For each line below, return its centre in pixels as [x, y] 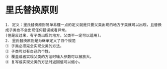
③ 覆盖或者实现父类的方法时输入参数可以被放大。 [50, 56]
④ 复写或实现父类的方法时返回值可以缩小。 [44, 62]
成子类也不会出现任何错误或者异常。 [37, 30]
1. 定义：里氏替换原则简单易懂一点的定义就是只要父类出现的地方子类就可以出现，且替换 [83, 25]
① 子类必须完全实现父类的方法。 [33, 46]
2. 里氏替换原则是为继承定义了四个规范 [40, 40]
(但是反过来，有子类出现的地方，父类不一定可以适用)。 [54, 35]
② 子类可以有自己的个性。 [29, 51]
